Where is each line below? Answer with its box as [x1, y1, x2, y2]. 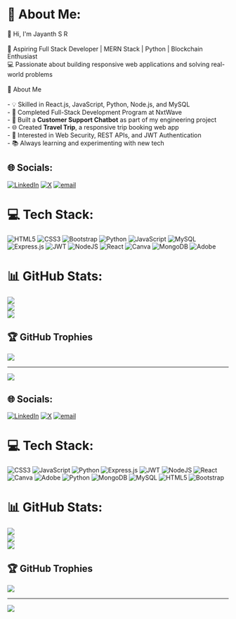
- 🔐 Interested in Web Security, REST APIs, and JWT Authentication [7, 130, 202, 139]
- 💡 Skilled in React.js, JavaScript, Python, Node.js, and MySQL [7, 100, 190, 108]
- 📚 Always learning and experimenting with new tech [7, 139, 165, 147]
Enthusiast [7, 52, 38, 61]
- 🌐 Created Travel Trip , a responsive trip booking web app [7, 123, 179, 131]
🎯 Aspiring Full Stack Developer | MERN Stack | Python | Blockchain [7, 44, 204, 53]
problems [25, 70, 53, 78]
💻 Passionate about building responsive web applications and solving [7, 60, 210, 68]
